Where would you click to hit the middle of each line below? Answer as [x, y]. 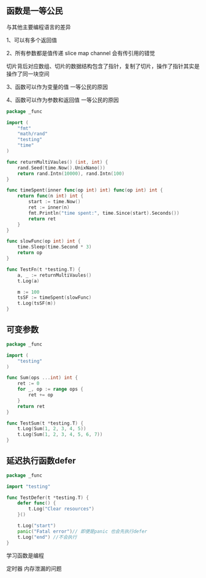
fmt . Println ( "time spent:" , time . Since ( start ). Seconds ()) [104, 213]
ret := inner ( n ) [49, 207]
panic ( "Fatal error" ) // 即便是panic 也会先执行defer [82, 531]
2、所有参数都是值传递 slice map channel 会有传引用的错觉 [81, 53]
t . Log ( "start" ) [37, 526]
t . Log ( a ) [29, 281]
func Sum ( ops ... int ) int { [42, 378]
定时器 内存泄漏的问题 [34, 568]
